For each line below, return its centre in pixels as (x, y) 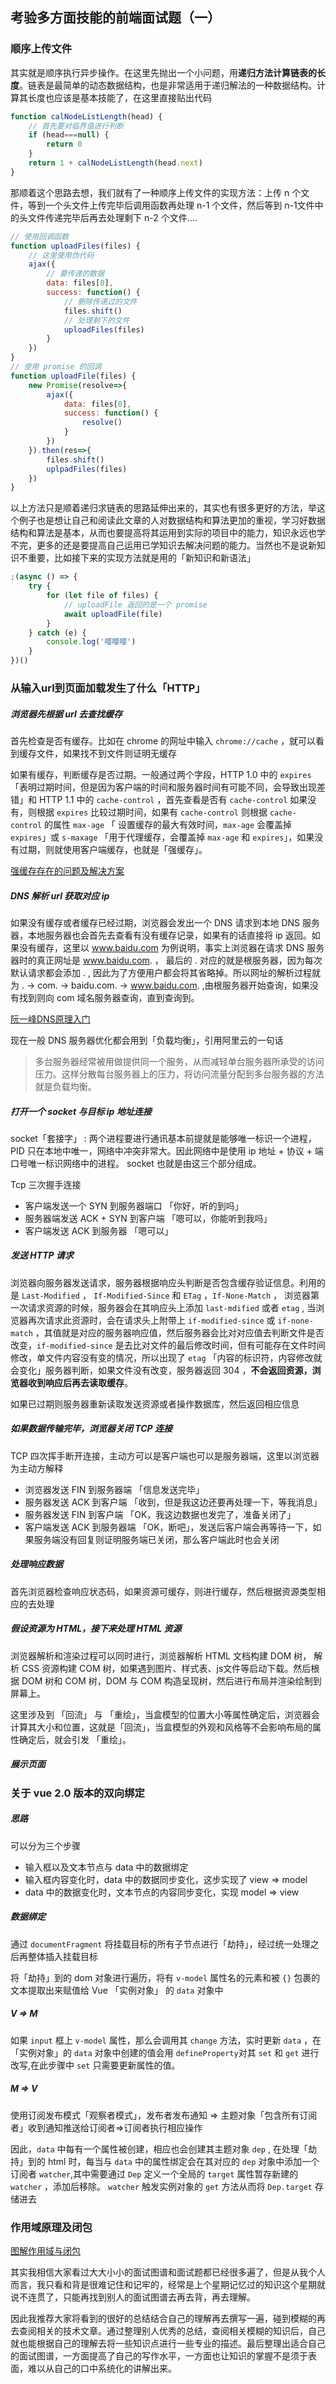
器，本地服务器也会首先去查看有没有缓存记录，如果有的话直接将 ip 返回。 (161, 935)
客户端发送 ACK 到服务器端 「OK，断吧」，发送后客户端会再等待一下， (168, 1527)
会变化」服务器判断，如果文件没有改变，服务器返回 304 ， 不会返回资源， (161, 1370)
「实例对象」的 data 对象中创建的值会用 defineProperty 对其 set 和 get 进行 (165, 2052)
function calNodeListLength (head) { (86, 116)
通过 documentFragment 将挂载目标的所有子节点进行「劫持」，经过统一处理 (160, 1944)
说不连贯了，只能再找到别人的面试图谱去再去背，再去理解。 (133, 2297)
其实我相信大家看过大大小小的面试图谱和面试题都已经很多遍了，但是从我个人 (168, 2272)
